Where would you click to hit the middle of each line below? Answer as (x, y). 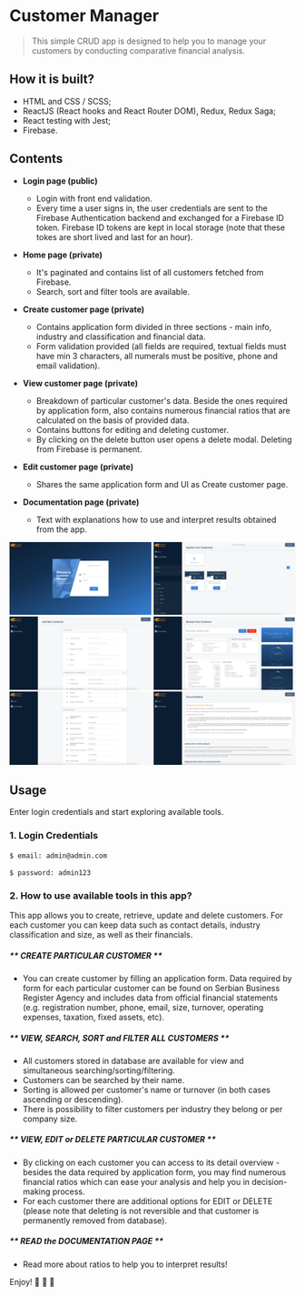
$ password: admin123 (50, 873)
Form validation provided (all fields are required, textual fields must (161, 346)
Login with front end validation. (94, 198)
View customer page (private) (80, 383)
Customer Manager (84, 16)
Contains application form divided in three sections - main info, (154, 327)
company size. (50, 1119)
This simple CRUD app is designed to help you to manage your (148, 41)
